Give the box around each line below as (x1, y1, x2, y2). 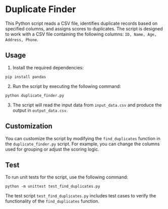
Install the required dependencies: (12, 64, 84, 70)
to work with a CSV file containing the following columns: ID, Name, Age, (5, 31, 157, 37)
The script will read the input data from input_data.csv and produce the (12, 102, 162, 108)
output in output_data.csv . (12, 107, 68, 113)
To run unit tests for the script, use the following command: (5, 174, 129, 180)
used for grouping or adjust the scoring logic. (5, 146, 99, 152)
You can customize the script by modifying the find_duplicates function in (5, 135, 160, 141)
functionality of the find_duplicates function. (5, 198, 99, 204)
